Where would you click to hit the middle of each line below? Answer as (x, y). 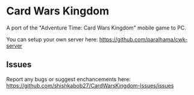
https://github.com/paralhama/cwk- (143, 39)
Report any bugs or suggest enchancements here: (69, 79)
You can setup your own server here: (52, 39)
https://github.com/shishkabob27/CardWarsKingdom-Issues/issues (90, 85)
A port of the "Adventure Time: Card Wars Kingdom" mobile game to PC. (96, 28)
